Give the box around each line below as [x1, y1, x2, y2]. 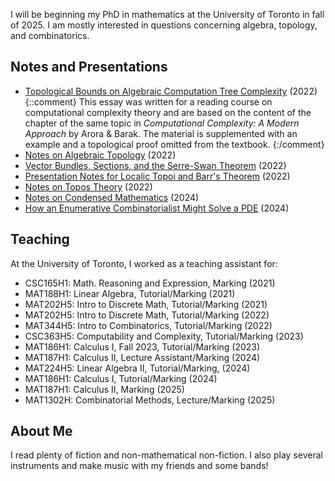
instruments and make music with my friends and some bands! [10, 460, 269, 472]
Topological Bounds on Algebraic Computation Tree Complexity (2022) [24, 85, 318, 97]
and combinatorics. [10, 30, 90, 41]
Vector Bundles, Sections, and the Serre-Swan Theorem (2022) [24, 159, 287, 171]
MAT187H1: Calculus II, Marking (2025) [24, 383, 185, 395]
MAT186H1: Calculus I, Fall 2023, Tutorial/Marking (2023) [24, 340, 261, 353]
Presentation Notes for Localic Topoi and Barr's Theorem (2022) [24, 170, 291, 182]
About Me [10, 423, 73, 440]
